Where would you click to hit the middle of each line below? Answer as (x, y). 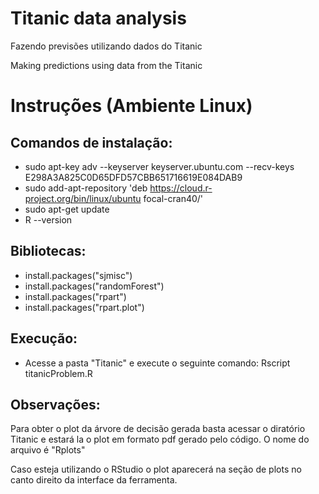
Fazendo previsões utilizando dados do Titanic (106, 46)
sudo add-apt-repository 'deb (86, 188)
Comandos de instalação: (91, 142)
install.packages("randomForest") (94, 286)
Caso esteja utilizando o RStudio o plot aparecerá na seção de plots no (156, 469)
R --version (48, 219)
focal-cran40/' (173, 198)
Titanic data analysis (98, 18)
